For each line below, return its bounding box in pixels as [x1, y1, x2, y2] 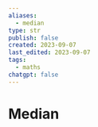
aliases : [8, 11, 37, 20]
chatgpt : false [8, 71, 59, 79]
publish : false [8, 33, 59, 42]
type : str [8, 26, 41, 34]
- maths [15, 63, 41, 71]
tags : [8, 56, 26, 64]
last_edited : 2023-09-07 [8, 48, 91, 56]
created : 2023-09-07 [8, 41, 77, 49]
